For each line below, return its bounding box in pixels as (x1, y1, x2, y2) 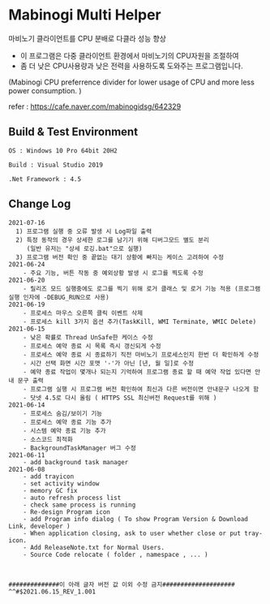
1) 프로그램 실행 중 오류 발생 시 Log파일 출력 (15, 227, 152, 235)
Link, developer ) (8, 522, 71, 530)
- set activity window (23, 479, 100, 488)
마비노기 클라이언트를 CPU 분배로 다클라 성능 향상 (8, 33, 166, 43)
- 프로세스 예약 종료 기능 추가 (23, 418, 112, 426)
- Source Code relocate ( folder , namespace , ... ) (23, 550, 208, 559)
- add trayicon (23, 472, 75, 481)
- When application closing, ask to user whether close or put (23, 529, 242, 537)
